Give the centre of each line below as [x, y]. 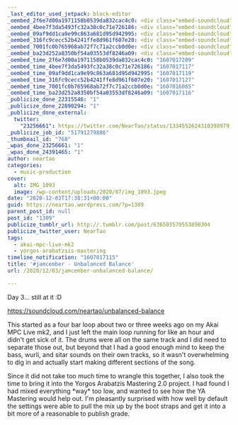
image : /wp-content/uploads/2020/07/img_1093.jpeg [90, 192]
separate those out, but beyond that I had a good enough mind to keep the [116, 347]
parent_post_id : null [39, 212]
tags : [15, 238]
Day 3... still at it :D [35, 297]
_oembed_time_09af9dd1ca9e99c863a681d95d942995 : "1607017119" [101, 73]
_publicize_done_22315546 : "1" [53, 100]
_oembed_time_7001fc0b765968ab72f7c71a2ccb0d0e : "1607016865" [101, 86]
